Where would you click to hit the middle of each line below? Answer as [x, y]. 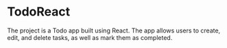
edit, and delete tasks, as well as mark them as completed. [90, 37]
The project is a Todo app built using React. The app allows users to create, [114, 30]
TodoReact [39, 12]
